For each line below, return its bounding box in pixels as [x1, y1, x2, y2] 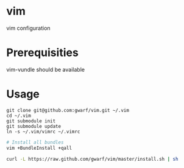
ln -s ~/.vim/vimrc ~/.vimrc [6, 128, 80, 135]
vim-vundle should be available [6, 66, 85, 73]
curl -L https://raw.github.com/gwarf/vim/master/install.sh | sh [6, 156, 179, 162]
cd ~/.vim [6, 113, 32, 119]
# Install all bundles [6, 139, 64, 145]
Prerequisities [6, 46, 79, 60]
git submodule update [6, 123, 62, 129]
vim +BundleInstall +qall [6, 145, 72, 151]
